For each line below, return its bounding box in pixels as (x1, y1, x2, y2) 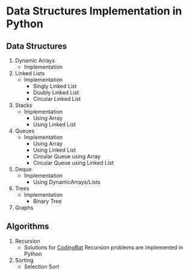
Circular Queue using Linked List (33, 159, 114, 166)
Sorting (14, 256, 34, 264)
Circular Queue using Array (33, 153, 101, 160)
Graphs (14, 204, 34, 211)
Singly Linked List (33, 82, 77, 90)
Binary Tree (33, 197, 62, 205)
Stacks (14, 102, 33, 109)
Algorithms (6, 221, 49, 232)
